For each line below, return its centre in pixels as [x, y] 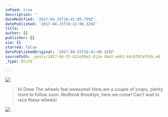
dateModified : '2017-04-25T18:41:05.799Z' [50, 19]
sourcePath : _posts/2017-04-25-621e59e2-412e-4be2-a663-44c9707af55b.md [83, 56]
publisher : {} [20, 38]
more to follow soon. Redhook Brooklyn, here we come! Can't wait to [88, 95]
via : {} [13, 43]
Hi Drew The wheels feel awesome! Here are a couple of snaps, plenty [90, 89]
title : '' [16, 29]
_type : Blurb [19, 61]
